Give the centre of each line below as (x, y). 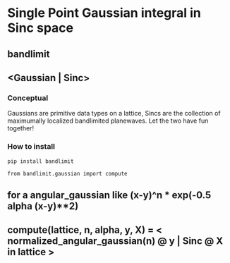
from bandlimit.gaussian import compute (68, 173)
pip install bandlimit (41, 161)
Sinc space (41, 28)
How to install (31, 147)
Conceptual (28, 98)
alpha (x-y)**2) (43, 206)
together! (20, 128)
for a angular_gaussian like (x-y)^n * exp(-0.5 (109, 195)
